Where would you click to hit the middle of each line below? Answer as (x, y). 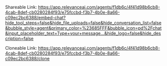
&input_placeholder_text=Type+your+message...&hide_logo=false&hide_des (83, 33)
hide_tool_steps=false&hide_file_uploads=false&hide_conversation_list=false (83, 23)
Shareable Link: (21, 7)
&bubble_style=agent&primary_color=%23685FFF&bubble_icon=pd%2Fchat (83, 28)
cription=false (19, 38)
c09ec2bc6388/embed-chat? (36, 17)
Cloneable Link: (21, 48)
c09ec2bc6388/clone (27, 58)
